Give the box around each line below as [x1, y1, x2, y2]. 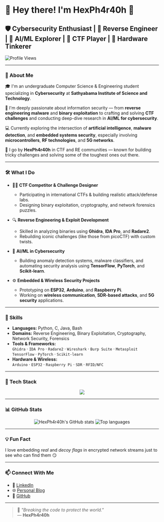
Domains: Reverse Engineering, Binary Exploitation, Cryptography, [12, 330, 146, 336]
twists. [19, 239, 33, 244]
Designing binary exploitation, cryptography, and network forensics [19, 202, 155, 208]
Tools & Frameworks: [12, 341, 56, 347]
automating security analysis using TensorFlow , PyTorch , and [19, 262, 145, 268]
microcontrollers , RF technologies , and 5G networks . [5, 137, 115, 143]
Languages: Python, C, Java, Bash [12, 325, 82, 331]
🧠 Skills [5, 314, 23, 321]
